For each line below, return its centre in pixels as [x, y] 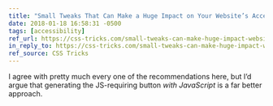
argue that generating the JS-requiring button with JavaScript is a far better [135, 85]
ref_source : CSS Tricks [49, 53]
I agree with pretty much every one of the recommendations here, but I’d [130, 76]
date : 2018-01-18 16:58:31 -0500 [65, 23]
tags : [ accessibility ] [47, 31]
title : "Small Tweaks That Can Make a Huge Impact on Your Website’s [129, 16]
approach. [26, 93]
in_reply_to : [30, 46]
